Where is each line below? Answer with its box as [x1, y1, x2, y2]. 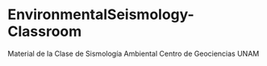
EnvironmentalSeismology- [7, 6, 194, 24]
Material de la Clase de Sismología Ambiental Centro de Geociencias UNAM [7, 49, 260, 58]
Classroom [7, 22, 82, 41]
